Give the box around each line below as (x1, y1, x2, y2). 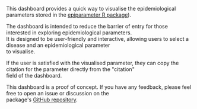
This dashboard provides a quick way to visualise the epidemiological (6, 5, 176, 12)
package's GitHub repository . (6, 96, 78, 103)
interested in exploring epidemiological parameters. (6, 29, 132, 36)
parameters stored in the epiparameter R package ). (6, 11, 132, 18)
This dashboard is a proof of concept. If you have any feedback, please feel (6, 84, 192, 91)
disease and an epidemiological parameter (6, 41, 110, 49)
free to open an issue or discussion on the (6, 90, 109, 97)
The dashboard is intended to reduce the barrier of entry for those (6, 23, 168, 30)
